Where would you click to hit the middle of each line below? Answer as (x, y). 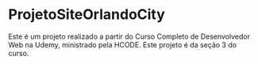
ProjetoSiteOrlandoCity (87, 15)
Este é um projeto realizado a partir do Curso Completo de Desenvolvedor (129, 36)
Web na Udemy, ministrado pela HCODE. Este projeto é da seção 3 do (122, 44)
